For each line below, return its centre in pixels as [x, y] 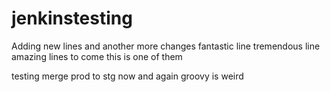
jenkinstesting [72, 18]
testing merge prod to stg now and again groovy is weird [127, 76]
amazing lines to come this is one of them [97, 56]
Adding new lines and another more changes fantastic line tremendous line [166, 46]
